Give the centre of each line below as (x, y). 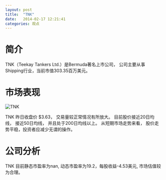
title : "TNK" (20, 14)
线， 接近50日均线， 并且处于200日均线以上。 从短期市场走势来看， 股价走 (82, 123)
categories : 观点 (22, 24)
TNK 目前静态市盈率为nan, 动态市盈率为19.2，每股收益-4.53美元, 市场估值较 (83, 166)
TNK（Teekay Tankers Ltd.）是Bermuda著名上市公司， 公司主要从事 (75, 65)
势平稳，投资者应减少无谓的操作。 (40, 129)
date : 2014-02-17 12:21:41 (35, 19)
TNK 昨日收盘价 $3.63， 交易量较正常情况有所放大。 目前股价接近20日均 (80, 117)
